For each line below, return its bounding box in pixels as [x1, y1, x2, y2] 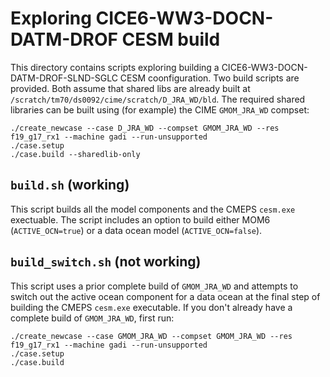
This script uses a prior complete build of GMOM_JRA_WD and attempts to [10, 280, 299, 292]
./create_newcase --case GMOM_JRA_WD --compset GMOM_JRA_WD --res [10, 331, 293, 341]
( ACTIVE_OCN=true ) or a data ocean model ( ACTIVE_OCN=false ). [10, 224, 263, 236]
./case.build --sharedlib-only [10, 149, 141, 159]
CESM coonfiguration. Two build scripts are [119, 72, 300, 84]
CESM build [121, 28, 221, 51]
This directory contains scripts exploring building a [10, 61, 220, 73]
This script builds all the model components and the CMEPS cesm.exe [10, 203, 296, 215]
